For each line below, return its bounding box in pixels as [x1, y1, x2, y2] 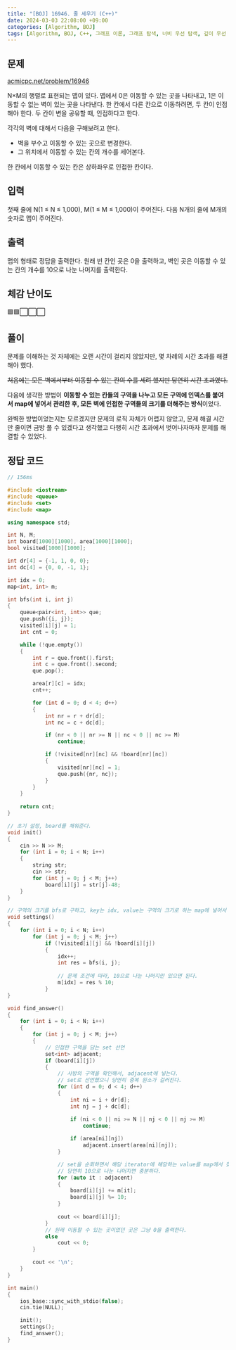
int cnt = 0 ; [20, 628, 58, 635]
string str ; [32, 862, 68, 869]
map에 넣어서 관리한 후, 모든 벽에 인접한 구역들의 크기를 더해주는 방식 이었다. [14, 400, 221, 408]
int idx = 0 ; [7, 576, 46, 584]
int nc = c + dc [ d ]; [44, 719, 105, 726]
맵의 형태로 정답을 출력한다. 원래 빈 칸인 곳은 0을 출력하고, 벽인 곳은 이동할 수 [7, 256, 219, 265]
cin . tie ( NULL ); [20, 1304, 65, 1311]
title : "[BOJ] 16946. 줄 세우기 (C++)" [7, 10, 118, 18]
